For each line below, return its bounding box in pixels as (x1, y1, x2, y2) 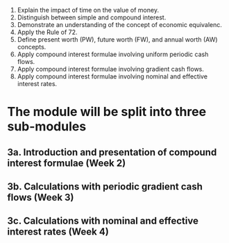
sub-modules (7, 119, 87, 135)
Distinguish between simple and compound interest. (17, 13, 167, 22)
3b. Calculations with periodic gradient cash (7, 181, 203, 192)
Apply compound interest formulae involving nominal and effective (17, 72, 208, 81)
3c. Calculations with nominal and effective (7, 215, 199, 227)
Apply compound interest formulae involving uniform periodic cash (17, 50, 209, 58)
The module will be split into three (7, 104, 207, 120)
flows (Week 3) (7, 191, 74, 203)
